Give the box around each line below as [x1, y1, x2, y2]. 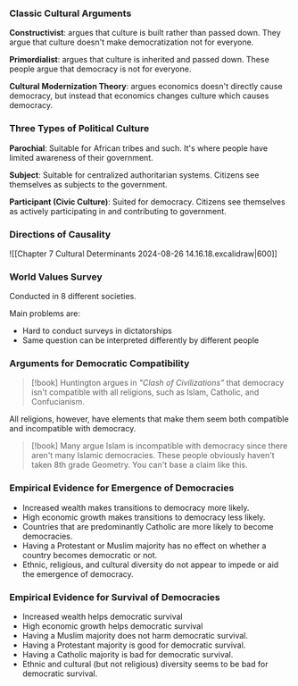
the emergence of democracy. [21, 568, 134, 579]
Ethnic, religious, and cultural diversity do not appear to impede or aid [21, 559, 279, 570]
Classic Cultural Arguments [9, 7, 132, 20]
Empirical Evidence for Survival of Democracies [9, 590, 220, 603]
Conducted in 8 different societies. [9, 291, 137, 302]
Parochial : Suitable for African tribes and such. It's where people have [9, 142, 269, 154]
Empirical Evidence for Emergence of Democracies [9, 481, 235, 494]
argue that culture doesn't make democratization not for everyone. [9, 37, 254, 47]
